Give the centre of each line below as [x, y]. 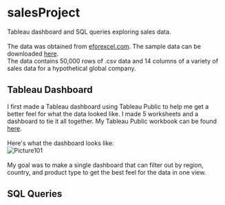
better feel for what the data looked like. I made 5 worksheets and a [103, 114]
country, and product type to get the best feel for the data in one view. [107, 172]
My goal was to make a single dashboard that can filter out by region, [105, 165]
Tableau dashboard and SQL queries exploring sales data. [89, 32]
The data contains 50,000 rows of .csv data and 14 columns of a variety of [113, 61]
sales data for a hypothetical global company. [72, 68]
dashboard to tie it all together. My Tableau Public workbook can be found [112, 121]
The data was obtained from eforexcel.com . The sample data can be [104, 46]
